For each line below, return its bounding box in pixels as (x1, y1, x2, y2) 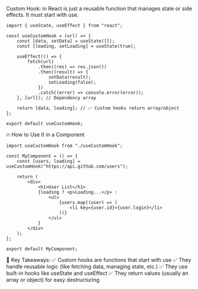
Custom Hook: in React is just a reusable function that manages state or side (6, 5, 193, 12)
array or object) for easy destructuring (6, 277, 100, 283)
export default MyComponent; (6, 246, 78, 252)
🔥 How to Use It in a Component (6, 131, 85, 138)
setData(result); (48, 74, 92, 80)
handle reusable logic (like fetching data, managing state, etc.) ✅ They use (6, 263, 188, 270)
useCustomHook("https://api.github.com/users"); (6, 163, 128, 169)
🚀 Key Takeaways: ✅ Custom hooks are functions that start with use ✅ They (6, 257, 191, 263)
